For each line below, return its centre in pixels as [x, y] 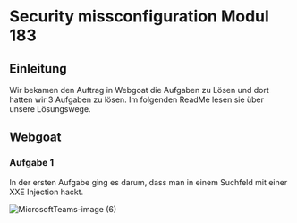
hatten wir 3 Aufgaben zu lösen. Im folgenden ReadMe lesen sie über [137, 99]
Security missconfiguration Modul [140, 17]
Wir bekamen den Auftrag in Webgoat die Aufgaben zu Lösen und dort [140, 90]
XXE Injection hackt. [47, 192]
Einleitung [38, 69]
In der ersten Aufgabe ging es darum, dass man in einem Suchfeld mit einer [148, 182]
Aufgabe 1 [32, 163]
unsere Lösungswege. [50, 109]
